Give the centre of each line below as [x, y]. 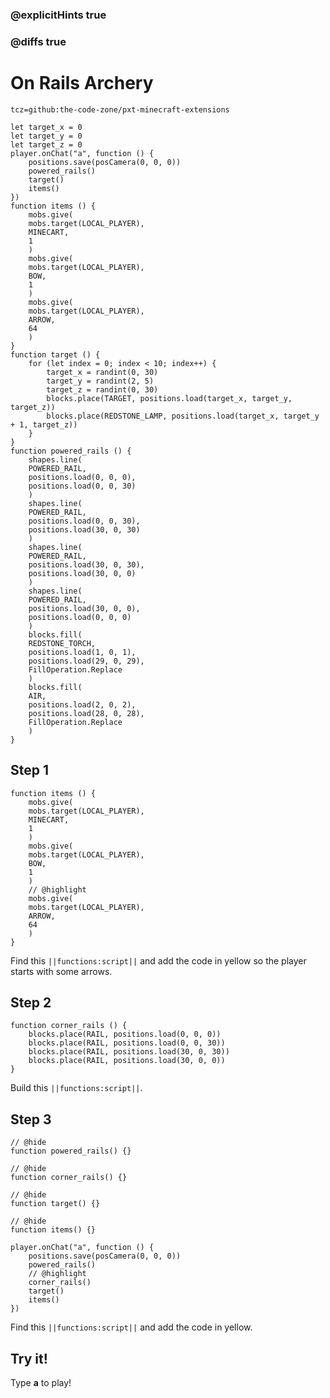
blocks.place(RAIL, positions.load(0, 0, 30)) [127, 1043]
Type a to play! [41, 1383]
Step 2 [31, 1002]
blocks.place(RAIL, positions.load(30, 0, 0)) [127, 1061]
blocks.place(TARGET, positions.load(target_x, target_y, [169, 398]
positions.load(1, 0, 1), [82, 652]
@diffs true [38, 41]
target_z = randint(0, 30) [102, 389]
